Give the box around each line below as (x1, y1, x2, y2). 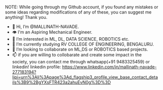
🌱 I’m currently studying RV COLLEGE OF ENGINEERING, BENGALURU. (12, 41, 154, 47)
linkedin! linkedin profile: (12, 64, 61, 70)
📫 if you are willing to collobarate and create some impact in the (12, 52, 142, 58)
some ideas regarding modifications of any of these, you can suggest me (5, 9, 152, 15)
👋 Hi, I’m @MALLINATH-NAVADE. (12, 24, 79, 30)
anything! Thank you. (5, 15, 48, 20)
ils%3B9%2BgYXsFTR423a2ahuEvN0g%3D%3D (12, 79, 111, 85)
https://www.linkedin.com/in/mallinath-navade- (62, 64, 157, 70)
